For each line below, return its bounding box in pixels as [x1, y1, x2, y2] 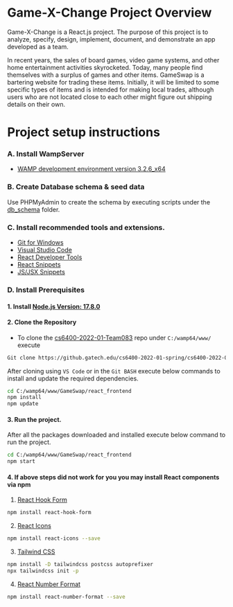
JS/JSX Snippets [17, 268, 66, 276]
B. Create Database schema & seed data [7, 182, 145, 192]
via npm [7, 480, 31, 489]
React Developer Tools [17, 253, 83, 261]
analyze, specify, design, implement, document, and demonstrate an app [7, 35, 216, 43]
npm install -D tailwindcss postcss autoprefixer [7, 561, 154, 568]
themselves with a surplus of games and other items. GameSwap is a [7, 71, 205, 79]
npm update [7, 401, 39, 407]
